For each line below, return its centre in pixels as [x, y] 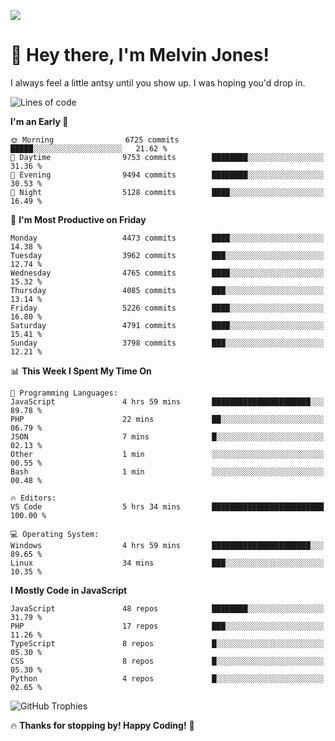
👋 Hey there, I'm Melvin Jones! [140, 55]
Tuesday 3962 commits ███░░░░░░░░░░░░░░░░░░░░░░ [167, 255]
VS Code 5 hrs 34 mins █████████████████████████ [167, 506]
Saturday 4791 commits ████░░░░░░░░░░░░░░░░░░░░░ [167, 325]
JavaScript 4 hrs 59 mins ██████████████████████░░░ [167, 401]
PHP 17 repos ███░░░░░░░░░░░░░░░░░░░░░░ [167, 626]
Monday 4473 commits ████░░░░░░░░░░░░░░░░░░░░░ [167, 238]
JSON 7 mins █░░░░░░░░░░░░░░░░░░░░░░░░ [167, 436]
